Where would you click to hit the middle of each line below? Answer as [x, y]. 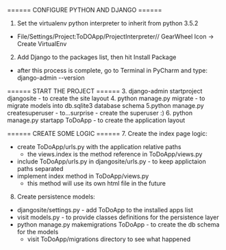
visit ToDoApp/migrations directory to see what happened [109, 239]
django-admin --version [51, 78]
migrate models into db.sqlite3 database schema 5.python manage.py [105, 105]
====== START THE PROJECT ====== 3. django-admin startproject [105, 91]
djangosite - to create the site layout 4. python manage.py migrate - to [106, 98]
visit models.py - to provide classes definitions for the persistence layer [118, 217]
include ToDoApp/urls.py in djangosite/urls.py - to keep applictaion [112, 161]
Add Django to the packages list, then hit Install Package [97, 57]
